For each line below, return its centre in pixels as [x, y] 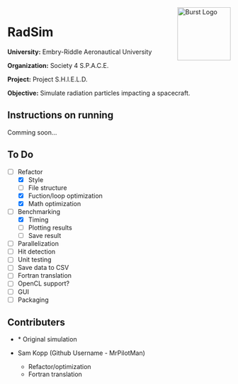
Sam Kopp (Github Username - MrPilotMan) [81, 353]
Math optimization [55, 203]
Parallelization [38, 244]
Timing [38, 220]
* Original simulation [47, 339]
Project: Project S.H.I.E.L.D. [47, 79]
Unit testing [34, 260]
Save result [45, 236]
